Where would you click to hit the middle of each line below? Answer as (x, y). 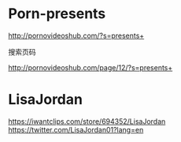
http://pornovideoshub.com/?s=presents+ (76, 35)
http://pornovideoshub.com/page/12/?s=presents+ (90, 67)
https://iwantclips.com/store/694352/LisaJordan (87, 121)
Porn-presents (57, 14)
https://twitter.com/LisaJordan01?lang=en (76, 129)
